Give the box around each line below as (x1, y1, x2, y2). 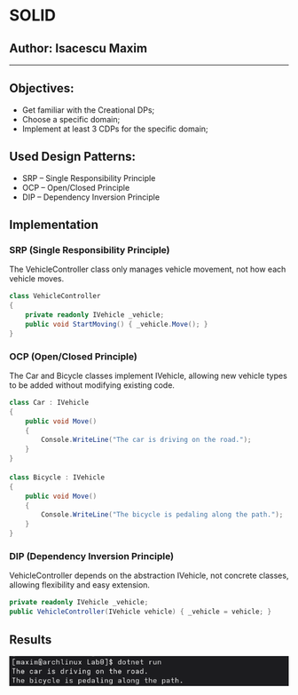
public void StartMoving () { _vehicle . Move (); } (25, 320, 208, 328)
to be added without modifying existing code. (9, 379, 176, 391)
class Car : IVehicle (9, 398, 90, 407)
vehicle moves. (9, 273, 65, 284)
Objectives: (9, 81, 74, 96)
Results (9, 632, 52, 647)
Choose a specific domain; (21, 114, 121, 124)
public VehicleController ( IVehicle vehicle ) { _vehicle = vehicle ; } (9, 607, 272, 617)
